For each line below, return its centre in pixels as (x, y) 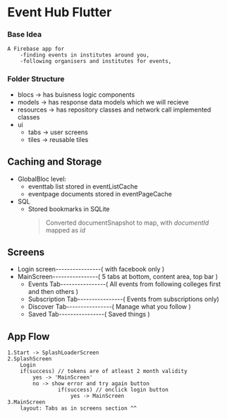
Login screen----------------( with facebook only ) (91, 269)
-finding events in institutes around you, (85, 55)
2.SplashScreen (30, 359)
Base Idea (25, 35)
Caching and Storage (55, 162)
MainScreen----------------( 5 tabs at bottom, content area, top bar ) (118, 277)
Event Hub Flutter (60, 12)
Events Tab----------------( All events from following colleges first (124, 284)
